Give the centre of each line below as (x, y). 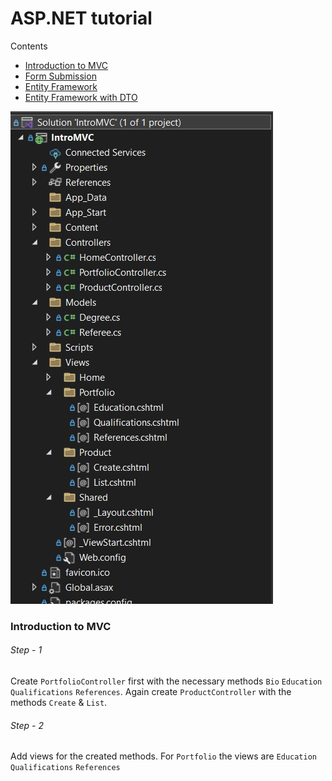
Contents (29, 46)
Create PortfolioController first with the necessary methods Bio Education (166, 681)
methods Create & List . (59, 703)
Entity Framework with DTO (81, 97)
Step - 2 (27, 725)
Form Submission (60, 76)
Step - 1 (26, 650)
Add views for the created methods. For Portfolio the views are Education (163, 756)
